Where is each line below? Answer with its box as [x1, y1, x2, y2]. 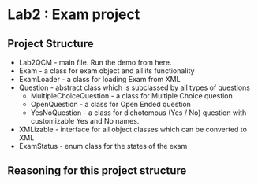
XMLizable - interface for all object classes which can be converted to [18, 124, 248, 134]
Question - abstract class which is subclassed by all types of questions [18, 83, 250, 92]
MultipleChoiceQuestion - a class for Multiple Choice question [30, 91, 234, 100]
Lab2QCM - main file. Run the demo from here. [18, 57, 172, 67]
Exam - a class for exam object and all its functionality [18, 66, 195, 76]
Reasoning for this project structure [7, 164, 187, 178]
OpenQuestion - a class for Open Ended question [30, 100, 191, 109]
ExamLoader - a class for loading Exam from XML [18, 75, 181, 83]
